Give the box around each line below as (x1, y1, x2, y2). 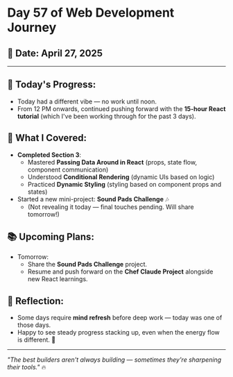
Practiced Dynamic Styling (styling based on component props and (27, 180, 222, 188)
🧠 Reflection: (7, 295, 64, 307)
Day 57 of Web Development (7, 5, 175, 21)
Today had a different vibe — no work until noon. (17, 97, 157, 106)
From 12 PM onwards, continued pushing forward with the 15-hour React (17, 104, 226, 112)
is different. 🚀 (17, 335, 56, 344)
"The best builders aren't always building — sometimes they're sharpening (7, 355, 222, 364)
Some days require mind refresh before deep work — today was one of (17, 314, 223, 322)
